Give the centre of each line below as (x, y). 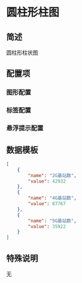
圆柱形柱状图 (22, 53)
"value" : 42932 (47, 181)
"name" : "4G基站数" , (52, 198)
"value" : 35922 (47, 226)
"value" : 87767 (47, 204)
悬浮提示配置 (25, 128)
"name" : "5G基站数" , (52, 221)
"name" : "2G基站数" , (52, 175)
